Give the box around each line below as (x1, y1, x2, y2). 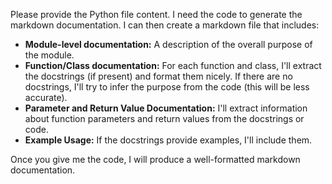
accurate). (24, 92, 68, 103)
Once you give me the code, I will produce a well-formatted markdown (10, 154, 301, 165)
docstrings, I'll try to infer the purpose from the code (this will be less (24, 81, 310, 93)
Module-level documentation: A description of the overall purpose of (24, 39, 313, 50)
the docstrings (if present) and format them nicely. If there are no (24, 70, 293, 82)
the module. (24, 49, 75, 61)
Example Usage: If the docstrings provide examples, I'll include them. (24, 134, 313, 146)
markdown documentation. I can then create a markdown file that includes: (10, 19, 320, 31)
